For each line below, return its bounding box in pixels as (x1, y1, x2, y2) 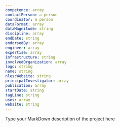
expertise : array (5, 50, 42, 55)
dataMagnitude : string (5, 26, 53, 31)
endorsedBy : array (5, 41, 44, 46)
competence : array (5, 7, 44, 13)
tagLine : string (5, 92, 39, 98)
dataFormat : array (5, 21, 44, 27)
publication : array (5, 83, 47, 88)
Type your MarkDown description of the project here (5, 116, 115, 122)
